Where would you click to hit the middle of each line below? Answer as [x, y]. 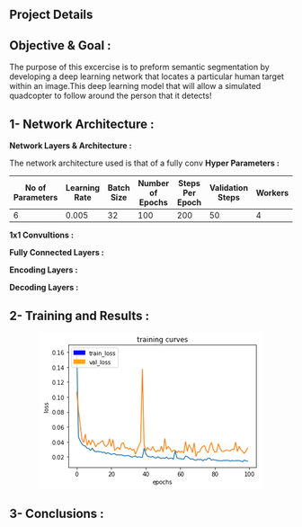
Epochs [153, 202]
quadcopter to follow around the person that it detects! [111, 96]
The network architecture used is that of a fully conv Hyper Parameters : [145, 163]
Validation [229, 188]
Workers [272, 192]
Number [153, 183]
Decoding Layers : [44, 288]
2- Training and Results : [80, 315]
